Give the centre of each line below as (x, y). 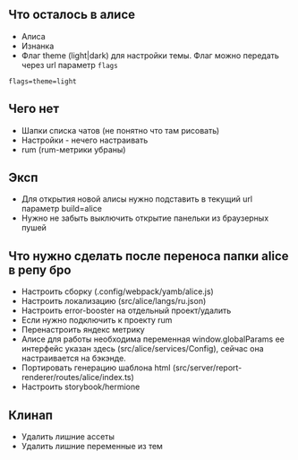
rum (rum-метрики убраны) (73, 149)
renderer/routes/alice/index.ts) (78, 378)
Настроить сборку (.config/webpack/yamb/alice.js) (117, 291)
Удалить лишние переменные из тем (92, 447)
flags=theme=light (43, 81)
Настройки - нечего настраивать (85, 140)
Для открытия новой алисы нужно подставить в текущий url (136, 199)
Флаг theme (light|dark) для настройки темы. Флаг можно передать (150, 55)
